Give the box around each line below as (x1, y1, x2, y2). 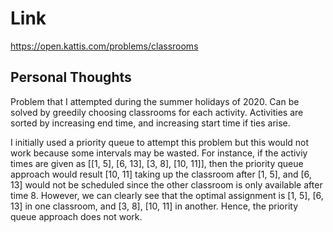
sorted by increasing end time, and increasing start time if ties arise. (10, 117, 291, 129)
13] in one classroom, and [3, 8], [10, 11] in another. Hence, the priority (10, 200, 299, 212)
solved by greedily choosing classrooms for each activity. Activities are (10, 106, 304, 118)
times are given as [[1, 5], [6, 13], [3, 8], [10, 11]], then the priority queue (10, 157, 304, 169)
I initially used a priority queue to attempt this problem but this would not (10, 136, 310, 148)
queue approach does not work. (10, 210, 143, 222)
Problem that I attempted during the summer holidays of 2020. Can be (10, 95, 300, 107)
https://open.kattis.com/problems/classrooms (10, 40, 199, 52)
